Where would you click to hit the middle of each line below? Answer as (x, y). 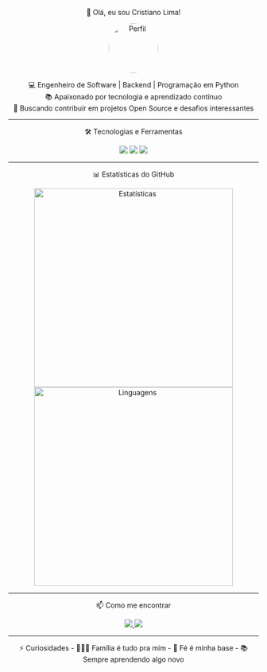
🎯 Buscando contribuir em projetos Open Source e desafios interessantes (133, 108)
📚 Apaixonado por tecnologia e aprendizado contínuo (133, 97)
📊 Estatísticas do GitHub (133, 174)
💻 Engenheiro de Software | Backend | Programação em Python (133, 85)
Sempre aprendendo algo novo (133, 659)
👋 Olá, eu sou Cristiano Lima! (133, 12)
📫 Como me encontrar (133, 605)
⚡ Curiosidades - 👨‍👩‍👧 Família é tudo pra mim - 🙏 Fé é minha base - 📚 (133, 648)
